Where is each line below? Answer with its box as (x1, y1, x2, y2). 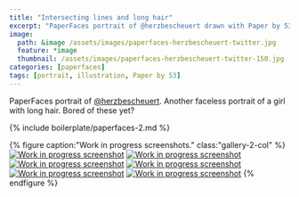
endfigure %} (9, 177, 59, 188)
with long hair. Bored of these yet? (9, 104, 135, 116)
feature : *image (17, 46, 77, 55)
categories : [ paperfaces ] (9, 63, 105, 72)
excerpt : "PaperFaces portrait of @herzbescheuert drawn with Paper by (9, 21, 280, 30)
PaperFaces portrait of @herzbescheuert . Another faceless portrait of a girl (9, 95, 286, 106)
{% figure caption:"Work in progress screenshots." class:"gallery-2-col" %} (9, 139, 287, 150)
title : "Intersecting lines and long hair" (9, 12, 174, 22)
